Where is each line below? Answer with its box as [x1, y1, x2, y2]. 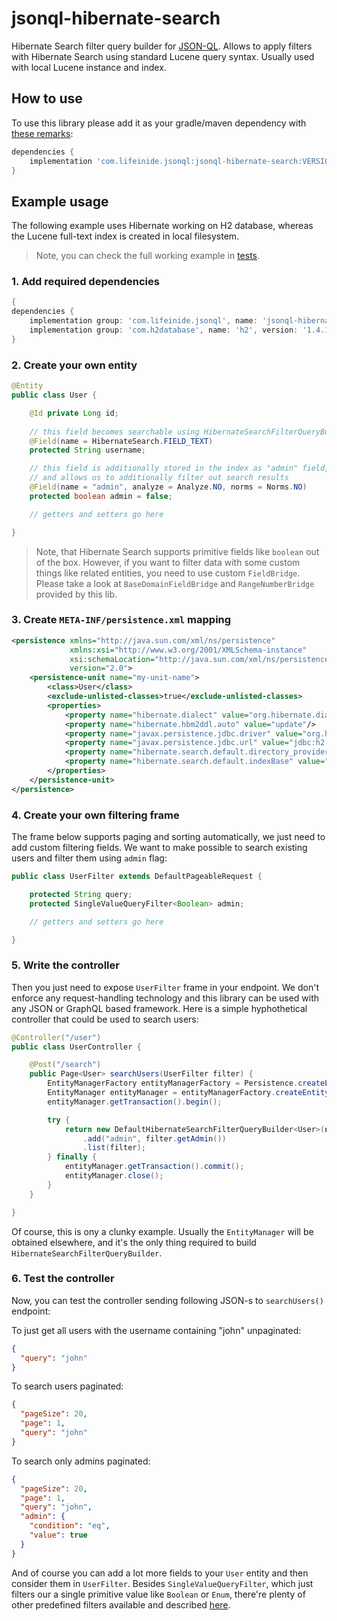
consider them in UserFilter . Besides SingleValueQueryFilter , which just [11, 1577, 314, 1589]
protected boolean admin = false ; [29, 491, 173, 501]
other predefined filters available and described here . [11, 1598, 231, 1611]
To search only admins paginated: [11, 1455, 151, 1467]
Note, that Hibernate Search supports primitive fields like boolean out [35, 545, 320, 557]
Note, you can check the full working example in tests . [35, 250, 261, 262]
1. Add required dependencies [11, 275, 160, 289]
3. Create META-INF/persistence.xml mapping [11, 613, 232, 627]
